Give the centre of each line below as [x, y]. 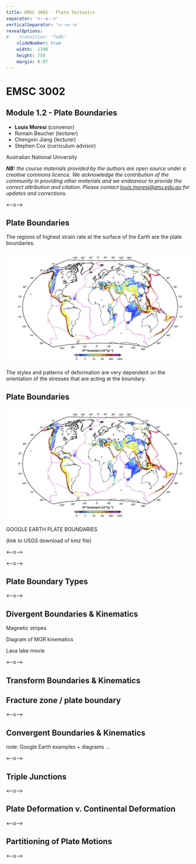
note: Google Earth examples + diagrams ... [58, 747]
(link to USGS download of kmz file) [49, 541]
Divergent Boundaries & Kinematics [72, 614]
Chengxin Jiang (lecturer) [45, 139]
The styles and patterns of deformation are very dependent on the [86, 373]
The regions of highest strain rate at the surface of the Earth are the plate [94, 237]
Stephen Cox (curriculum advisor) [55, 146]
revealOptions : [24, 31]
